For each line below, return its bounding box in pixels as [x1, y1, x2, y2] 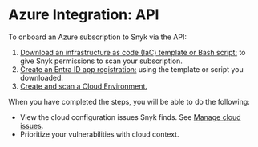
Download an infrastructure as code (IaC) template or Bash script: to [19, 47, 246, 57]
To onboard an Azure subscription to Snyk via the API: [8, 32, 187, 42]
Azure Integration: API [8, 6, 159, 24]
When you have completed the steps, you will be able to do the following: [8, 97, 250, 106]
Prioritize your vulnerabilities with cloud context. [19, 129, 179, 139]
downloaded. [19, 73, 64, 82]
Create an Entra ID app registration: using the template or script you [19, 64, 244, 73]
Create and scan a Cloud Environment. [19, 81, 148, 91]
